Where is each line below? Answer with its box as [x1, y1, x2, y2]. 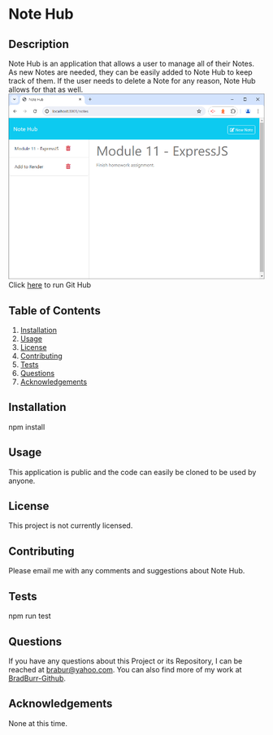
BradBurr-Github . [8, 673, 67, 683]
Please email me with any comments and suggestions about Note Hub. [8, 566, 245, 576]
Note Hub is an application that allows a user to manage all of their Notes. [8, 58, 254, 68]
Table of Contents [8, 304, 102, 318]
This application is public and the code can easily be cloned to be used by [8, 467, 257, 477]
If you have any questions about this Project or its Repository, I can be [8, 655, 243, 666]
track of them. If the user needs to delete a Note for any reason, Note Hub [8, 76, 256, 85]
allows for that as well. [8, 84, 84, 94]
